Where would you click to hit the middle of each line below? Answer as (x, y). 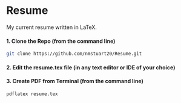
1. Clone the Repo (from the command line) (61, 41)
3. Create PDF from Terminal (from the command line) (75, 81)
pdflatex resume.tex (32, 94)
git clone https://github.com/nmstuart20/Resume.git (74, 54)
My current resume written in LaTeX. (51, 27)
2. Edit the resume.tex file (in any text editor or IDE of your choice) (91, 67)
